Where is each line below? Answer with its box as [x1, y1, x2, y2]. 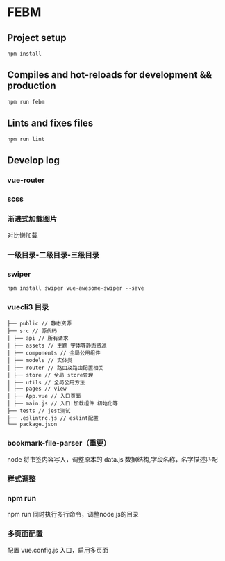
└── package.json [7, 421, 58, 428]
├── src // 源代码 [7, 327, 58, 334]
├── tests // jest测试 [7, 407, 71, 414]
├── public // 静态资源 [7, 320, 72, 327]
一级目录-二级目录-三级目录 [7, 250, 99, 260]
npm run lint [7, 136, 45, 143]
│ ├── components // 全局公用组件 [7, 349, 101, 357]
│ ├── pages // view [7, 385, 67, 392]
